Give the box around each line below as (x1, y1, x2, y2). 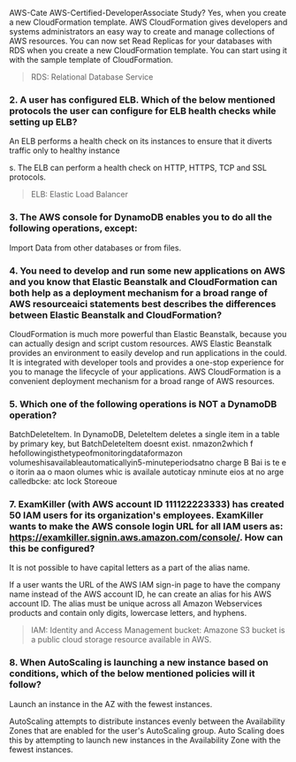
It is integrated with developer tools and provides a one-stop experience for (9, 357, 285, 367)
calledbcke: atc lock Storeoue (9, 476, 118, 487)
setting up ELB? (9, 115, 78, 127)
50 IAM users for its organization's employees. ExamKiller (9, 509, 263, 521)
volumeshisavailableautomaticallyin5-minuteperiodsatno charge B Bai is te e (9, 458, 287, 468)
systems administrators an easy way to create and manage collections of (9, 27, 276, 36)
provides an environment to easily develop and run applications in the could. (9, 347, 287, 358)
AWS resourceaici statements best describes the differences (9, 297, 277, 310)
